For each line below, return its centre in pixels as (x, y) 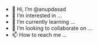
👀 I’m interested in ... (37, 15)
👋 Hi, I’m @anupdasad (39, 9)
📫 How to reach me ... (39, 35)
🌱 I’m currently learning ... (43, 22)
